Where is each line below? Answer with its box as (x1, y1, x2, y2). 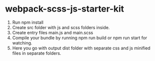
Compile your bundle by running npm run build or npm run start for (12, 35, 147, 41)
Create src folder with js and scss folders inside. (12, 24, 110, 30)
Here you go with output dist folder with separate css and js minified (12, 45, 151, 51)
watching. (12, 40, 33, 46)
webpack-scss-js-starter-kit (5, 3, 124, 15)
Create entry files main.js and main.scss (12, 30, 93, 35)
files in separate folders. (12, 50, 61, 56)
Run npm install (12, 19, 44, 25)
